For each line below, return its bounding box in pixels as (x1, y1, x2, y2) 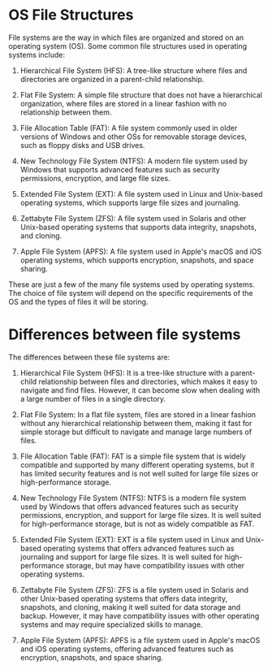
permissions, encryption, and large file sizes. (19, 173, 171, 183)
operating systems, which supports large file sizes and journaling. (19, 198, 241, 207)
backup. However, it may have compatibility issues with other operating (19, 611, 260, 620)
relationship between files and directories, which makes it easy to (38, 376, 258, 386)
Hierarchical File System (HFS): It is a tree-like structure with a (19, 368, 229, 377)
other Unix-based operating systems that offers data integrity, (19, 594, 228, 603)
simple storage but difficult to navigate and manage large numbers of (19, 427, 253, 437)
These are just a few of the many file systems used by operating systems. (8, 279, 256, 289)
